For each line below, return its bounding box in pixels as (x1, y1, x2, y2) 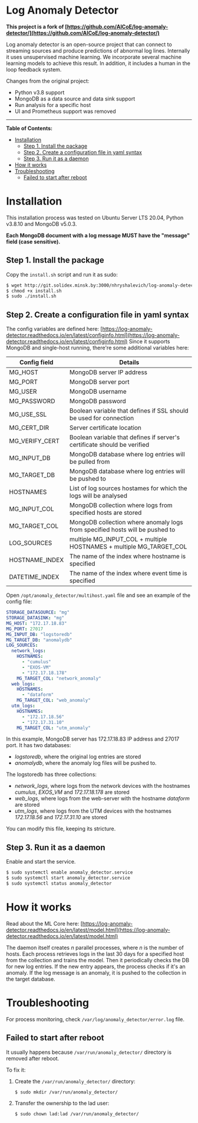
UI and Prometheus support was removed (14, 108, 116, 115)
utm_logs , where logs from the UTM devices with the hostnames (14, 807, 172, 814)
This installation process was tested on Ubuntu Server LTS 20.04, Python (6, 214, 184, 221)
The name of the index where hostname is (70, 552, 186, 560)
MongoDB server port (70, 378, 130, 386)
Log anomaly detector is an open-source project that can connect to (6, 41, 172, 48)
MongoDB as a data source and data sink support (14, 95, 136, 102)
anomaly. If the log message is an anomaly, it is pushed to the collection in (6, 969, 187, 976)
